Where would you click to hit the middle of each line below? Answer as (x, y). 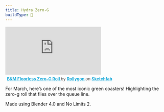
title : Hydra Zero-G (27, 10)
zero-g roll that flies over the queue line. (48, 94)
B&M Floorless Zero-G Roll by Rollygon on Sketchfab (60, 79)
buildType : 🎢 (19, 15)
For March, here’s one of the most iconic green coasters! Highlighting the (82, 88)
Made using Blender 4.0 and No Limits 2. (48, 104)
